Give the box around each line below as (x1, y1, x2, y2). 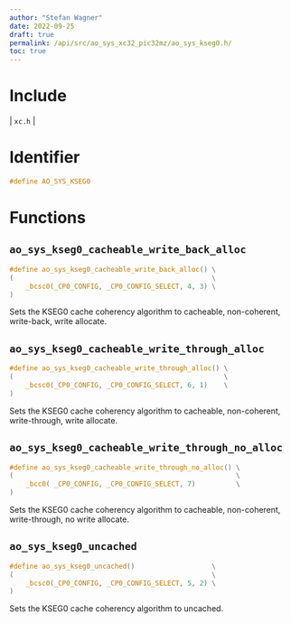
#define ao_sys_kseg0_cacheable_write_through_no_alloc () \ (9, 462, 241, 472)
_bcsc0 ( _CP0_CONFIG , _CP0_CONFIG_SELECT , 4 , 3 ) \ (25, 282, 217, 291)
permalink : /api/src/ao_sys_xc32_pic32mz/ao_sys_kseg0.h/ (9, 38, 232, 48)
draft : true (9, 30, 54, 39)
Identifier (9, 147, 80, 168)
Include (9, 86, 68, 107)
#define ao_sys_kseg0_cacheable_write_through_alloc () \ (9, 364, 229, 373)
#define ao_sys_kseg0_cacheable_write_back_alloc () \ (9, 265, 217, 274)
